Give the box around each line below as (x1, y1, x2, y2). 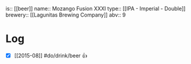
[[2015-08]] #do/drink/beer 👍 (14, 52, 88, 59)
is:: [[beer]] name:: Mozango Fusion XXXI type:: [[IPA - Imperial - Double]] (5, 5, 186, 12)
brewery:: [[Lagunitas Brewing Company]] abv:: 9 (5, 11, 126, 18)
